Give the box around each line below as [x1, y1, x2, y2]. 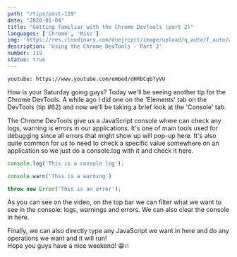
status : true [7, 56, 46, 63]
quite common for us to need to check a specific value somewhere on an [7, 139, 219, 147]
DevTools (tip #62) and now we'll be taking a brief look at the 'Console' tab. [7, 103, 227, 111]
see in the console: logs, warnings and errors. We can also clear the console [7, 206, 230, 214]
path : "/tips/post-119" [7, 10, 78, 18]
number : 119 [7, 50, 42, 57]
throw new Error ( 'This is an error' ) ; [7, 185, 121, 192]
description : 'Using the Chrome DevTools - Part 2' [7, 43, 162, 50]
